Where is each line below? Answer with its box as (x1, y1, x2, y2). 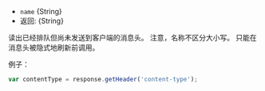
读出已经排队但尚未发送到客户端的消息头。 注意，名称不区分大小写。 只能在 (8, 33, 257, 42)
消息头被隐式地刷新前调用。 (8, 43, 100, 52)
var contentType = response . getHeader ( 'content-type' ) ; (8, 75, 198, 83)
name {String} (19, 7, 62, 16)
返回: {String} (19, 16, 64, 25)
